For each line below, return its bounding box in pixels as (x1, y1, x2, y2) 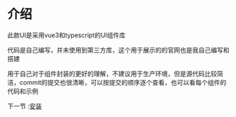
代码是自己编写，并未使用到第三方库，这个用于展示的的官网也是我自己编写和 (7, 46, 230, 54)
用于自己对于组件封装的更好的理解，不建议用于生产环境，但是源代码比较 (7, 69, 217, 78)
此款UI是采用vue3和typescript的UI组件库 (7, 31, 126, 39)
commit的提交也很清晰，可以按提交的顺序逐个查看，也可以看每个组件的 (19, 78, 227, 86)
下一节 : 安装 (7, 102, 42, 110)
